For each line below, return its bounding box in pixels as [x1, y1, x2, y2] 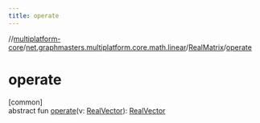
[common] [8, 97, 43, 107]
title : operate [8, 11, 60, 20]
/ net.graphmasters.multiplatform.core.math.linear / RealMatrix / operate [23, 42, 252, 52]
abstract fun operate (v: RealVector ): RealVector [8, 105, 166, 115]
